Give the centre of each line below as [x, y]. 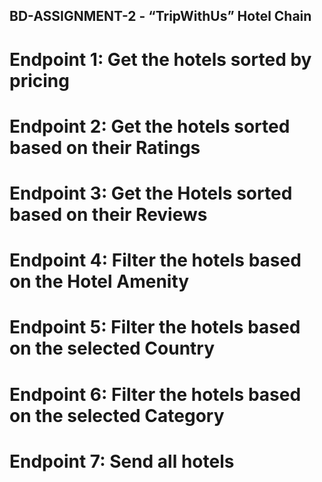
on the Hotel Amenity [99, 281]
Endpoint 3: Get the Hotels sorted [151, 193]
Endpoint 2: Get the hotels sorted [150, 126]
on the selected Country [112, 348]
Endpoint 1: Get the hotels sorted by [160, 59]
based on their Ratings [105, 147]
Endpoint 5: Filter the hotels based [155, 327]
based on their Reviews [108, 214]
